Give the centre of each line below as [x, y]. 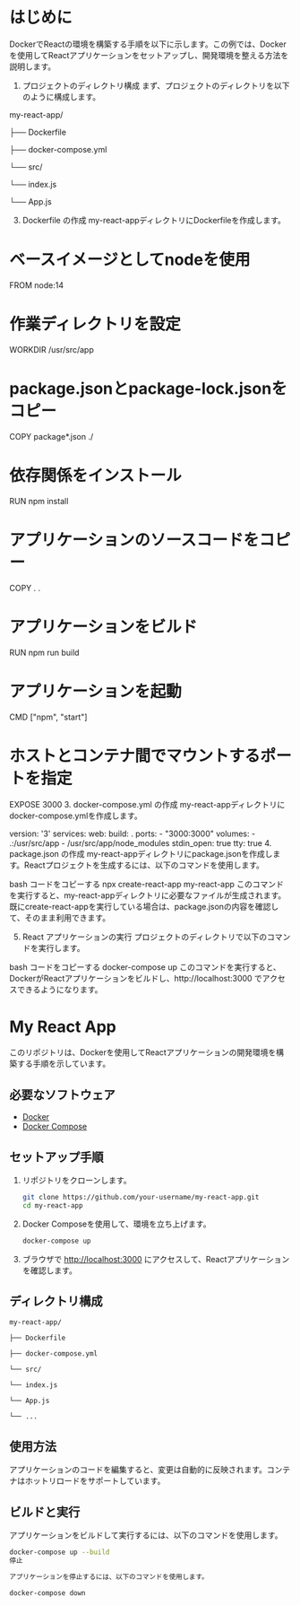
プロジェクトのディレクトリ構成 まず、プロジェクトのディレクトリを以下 [156, 85]
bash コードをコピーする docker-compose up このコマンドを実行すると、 [146, 967]
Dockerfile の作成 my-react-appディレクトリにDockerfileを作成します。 [154, 220]
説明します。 [33, 66]
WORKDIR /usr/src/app [51, 349]
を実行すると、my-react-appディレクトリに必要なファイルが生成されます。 [148, 895]
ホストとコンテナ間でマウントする [135, 756]
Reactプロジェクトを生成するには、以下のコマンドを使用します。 [144, 865]
